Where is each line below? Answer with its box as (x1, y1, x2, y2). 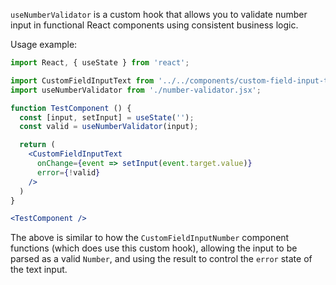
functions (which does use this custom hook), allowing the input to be (10, 242, 298, 254)
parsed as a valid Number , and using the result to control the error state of (10, 253, 313, 265)
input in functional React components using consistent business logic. (10, 19, 299, 31)
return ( (19, 140, 56, 150)
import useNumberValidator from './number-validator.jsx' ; (10, 85, 262, 95)
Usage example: (10, 39, 78, 50)
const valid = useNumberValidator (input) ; (19, 122, 199, 132)
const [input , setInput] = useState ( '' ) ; (19, 112, 195, 123)
